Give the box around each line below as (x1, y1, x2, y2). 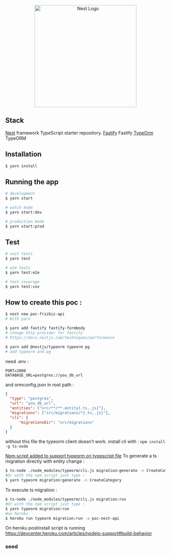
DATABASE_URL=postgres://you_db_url (5, 372, 83, 377)
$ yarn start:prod (5, 223, 44, 229)
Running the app (5, 178, 59, 186)
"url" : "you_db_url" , (10, 401, 56, 406)
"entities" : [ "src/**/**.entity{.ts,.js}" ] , (10, 406, 106, 411)
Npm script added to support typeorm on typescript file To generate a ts (5, 453, 157, 459)
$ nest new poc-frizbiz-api (5, 312, 65, 317)
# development (5, 191, 36, 196)
